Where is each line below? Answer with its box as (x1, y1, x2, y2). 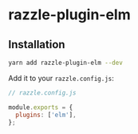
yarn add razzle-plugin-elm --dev (8, 59, 124, 67)
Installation (8, 38, 65, 51)
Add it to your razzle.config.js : (8, 73, 114, 83)
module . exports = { (8, 103, 73, 112)
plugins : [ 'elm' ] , (15, 111, 77, 119)
